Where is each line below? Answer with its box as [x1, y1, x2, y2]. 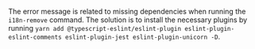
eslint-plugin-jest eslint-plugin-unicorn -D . [64, 32, 221, 41]
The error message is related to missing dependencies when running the [8, 7, 246, 16]
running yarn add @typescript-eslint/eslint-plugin [8, 24, 181, 32]
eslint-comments [8, 33, 62, 41]
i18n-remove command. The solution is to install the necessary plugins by [8, 15, 248, 24]
